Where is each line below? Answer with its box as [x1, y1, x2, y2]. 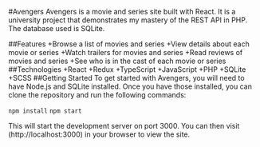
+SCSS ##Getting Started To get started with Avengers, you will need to [8, 73, 245, 82]
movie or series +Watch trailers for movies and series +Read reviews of [8, 48, 243, 57]
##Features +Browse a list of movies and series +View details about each [8, 39, 250, 49]
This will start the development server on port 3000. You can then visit [8, 121, 240, 130]
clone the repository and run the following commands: [8, 90, 187, 99]
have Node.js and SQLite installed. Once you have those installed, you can [8, 81, 253, 91]
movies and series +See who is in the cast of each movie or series [8, 56, 227, 66]
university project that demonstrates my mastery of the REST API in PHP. [8, 15, 248, 25]
